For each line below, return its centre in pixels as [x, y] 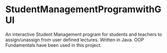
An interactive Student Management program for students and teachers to [84, 34]
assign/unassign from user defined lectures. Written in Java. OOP [75, 40]
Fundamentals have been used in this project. [53, 45]
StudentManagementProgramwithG [83, 9]
